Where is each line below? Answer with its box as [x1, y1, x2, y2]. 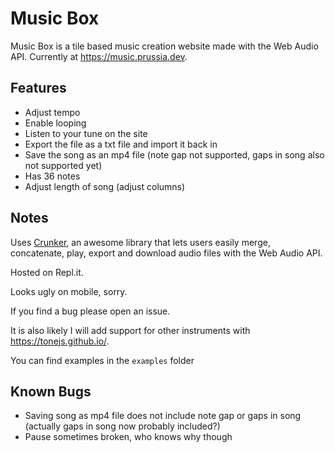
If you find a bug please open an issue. [10, 305, 171, 317]
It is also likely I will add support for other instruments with [10, 324, 251, 336]
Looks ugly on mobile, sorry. [10, 285, 128, 297]
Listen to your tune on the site [24, 127, 148, 139]
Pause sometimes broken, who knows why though [24, 431, 233, 443]
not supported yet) [24, 159, 103, 171]
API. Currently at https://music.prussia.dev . [10, 50, 188, 62]
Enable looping [24, 117, 87, 129]
